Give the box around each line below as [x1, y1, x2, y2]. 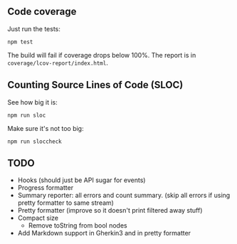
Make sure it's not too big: [7, 124, 84, 132]
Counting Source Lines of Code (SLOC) [7, 79, 184, 91]
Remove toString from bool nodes [28, 221, 127, 230]
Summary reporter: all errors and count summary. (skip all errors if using [17, 191, 231, 200]
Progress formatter [17, 184, 73, 192]
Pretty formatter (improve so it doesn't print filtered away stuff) [17, 206, 203, 215]
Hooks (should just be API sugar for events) [17, 176, 146, 184]
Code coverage [7, 6, 77, 18]
